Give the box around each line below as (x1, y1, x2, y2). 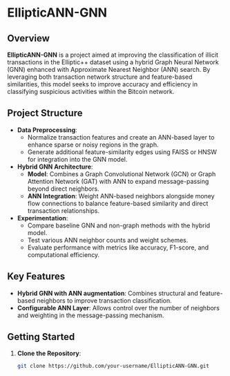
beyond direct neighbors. (27, 185, 99, 193)
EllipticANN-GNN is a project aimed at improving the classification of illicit (7, 50, 219, 59)
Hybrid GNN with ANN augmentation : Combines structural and (17, 289, 198, 297)
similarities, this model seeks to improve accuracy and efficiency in (7, 80, 198, 88)
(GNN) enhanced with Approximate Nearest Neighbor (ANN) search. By (7, 66, 211, 73)
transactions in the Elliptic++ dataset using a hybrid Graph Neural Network (7, 58, 219, 66)
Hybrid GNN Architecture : (17, 162, 93, 171)
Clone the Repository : (17, 349, 82, 357)
